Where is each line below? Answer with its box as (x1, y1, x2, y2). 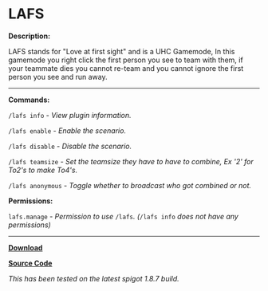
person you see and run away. (8, 72, 108, 81)
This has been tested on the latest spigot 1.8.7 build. (8, 273, 179, 283)
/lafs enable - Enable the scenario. (8, 125, 126, 136)
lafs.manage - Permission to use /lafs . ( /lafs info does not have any (8, 211, 239, 221)
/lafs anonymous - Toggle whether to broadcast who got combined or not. (8, 180, 252, 190)
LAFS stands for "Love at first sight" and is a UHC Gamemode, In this (8, 46, 235, 56)
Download (8, 242, 43, 252)
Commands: (8, 95, 50, 104)
